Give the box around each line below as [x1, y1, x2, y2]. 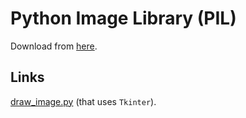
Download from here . [10, 40, 98, 52]
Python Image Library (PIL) [10, 7, 237, 30]
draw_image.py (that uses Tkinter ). [10, 95, 157, 107]
